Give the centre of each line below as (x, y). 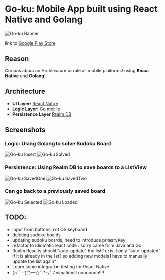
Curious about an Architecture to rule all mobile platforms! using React (77, 70)
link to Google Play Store (30, 43)
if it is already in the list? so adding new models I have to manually (80, 256)
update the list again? (34, 261)
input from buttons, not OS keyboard (50, 229)
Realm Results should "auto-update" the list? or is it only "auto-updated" (86, 250)
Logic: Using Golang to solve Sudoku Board (58, 143)
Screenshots (25, 129)
